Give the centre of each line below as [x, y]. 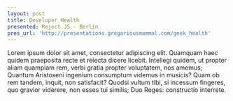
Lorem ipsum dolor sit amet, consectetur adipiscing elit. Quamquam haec [113, 53]
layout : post [26, 14]
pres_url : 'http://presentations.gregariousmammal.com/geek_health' [109, 33]
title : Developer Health [43, 20]
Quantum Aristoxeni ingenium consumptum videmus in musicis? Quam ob [114, 75]
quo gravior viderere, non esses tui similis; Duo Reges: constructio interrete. [117, 90]
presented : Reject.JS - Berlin [53, 26]
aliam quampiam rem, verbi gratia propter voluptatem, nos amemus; [105, 68]
